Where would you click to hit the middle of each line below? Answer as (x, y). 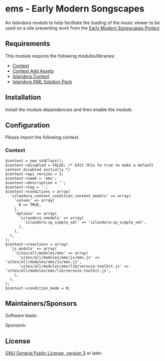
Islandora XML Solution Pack (42, 81)
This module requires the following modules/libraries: (60, 56)
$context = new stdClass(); (35, 161)
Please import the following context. (42, 137)
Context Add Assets (33, 71)
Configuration (28, 125)
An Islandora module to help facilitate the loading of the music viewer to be (83, 23)
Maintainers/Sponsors (41, 304)
